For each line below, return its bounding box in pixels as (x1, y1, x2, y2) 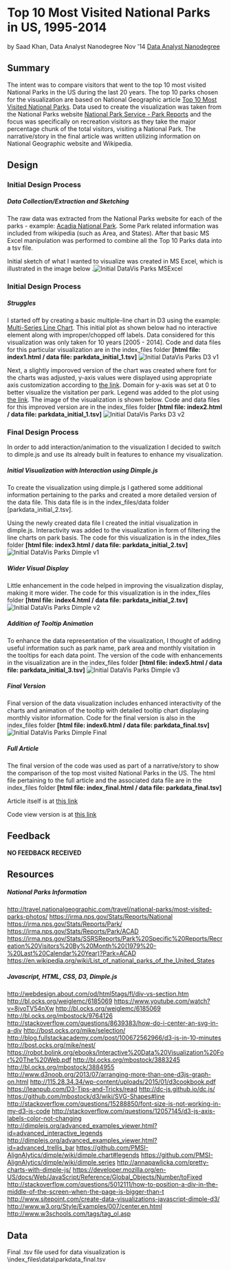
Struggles (7, 299, 36, 307)
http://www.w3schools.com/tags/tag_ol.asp (7, 1209, 131, 1218)
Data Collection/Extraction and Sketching (7, 197, 129, 205)
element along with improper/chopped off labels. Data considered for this (7, 330, 215, 339)
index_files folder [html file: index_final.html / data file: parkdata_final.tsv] (7, 784, 222, 792)
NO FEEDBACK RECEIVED (7, 849, 82, 857)
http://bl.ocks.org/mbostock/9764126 (7, 1012, 113, 1020)
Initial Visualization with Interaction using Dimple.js (7, 466, 158, 474)
